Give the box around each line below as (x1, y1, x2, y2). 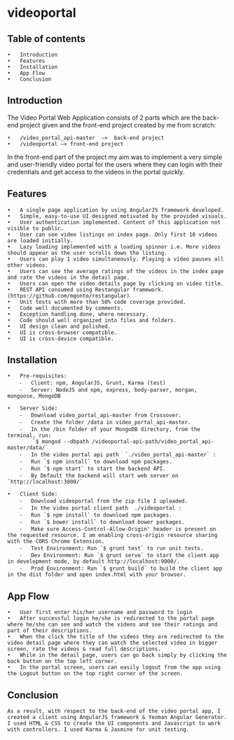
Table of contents (7, 33, 85, 45)
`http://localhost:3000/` (7, 478, 83, 486)
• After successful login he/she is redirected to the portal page (7, 615, 215, 622)
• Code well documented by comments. (7, 305, 124, 312)
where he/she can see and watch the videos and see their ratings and (7, 621, 218, 628)
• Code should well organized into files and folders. (7, 316, 177, 323)
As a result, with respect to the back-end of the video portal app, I (7, 708, 221, 715)
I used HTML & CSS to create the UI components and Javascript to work (7, 720, 221, 727)
